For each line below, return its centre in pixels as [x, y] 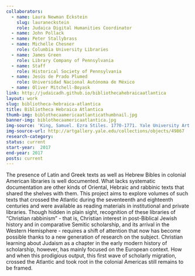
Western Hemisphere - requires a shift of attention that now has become [93, 231]
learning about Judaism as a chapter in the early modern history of [87, 243]
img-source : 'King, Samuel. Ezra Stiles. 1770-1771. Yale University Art [98, 126]
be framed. [20, 268]
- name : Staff [28, 66]
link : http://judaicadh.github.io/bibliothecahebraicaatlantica [86, 93]
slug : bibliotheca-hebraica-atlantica [53, 104]
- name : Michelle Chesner [43, 44]
